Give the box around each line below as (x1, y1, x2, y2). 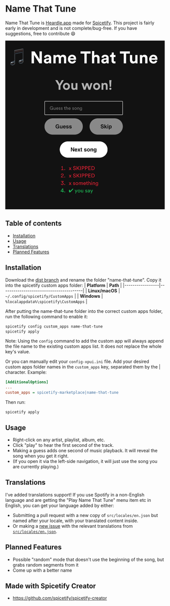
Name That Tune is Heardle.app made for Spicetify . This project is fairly (5, 20, 155, 26)
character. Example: (5, 369, 47, 375)
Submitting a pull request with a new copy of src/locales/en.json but (12, 512, 158, 518)
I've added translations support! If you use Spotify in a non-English (5, 491, 145, 498)
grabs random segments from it (12, 562, 79, 568)
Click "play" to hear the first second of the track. (12, 442, 114, 448)
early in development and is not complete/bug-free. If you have (5, 25, 138, 31)
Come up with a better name (12, 567, 72, 573)
